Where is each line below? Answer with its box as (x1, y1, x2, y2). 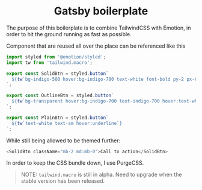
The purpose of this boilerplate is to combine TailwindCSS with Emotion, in (6, 24, 191, 31)
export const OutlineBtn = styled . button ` (6, 92, 114, 99)
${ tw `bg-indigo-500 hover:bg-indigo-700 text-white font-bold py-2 (11, 76, 185, 82)
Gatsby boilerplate (54, 4, 148, 18)
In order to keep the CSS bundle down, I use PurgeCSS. (6, 159, 144, 166)
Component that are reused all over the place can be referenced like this (6, 42, 186, 49)
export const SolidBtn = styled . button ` (6, 71, 109, 77)
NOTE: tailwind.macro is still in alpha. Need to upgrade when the (20, 171, 182, 179)
